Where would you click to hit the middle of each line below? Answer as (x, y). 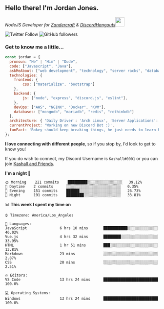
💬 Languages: (18, 224)
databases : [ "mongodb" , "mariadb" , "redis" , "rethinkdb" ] (74, 112)
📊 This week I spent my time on (38, 204)
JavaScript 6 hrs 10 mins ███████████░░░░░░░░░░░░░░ (82, 228)
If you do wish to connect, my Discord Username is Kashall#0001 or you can (82, 158)
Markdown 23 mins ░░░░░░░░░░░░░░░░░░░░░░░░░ (82, 254)
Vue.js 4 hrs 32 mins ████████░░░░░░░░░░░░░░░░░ (82, 237)
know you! (15, 149)
